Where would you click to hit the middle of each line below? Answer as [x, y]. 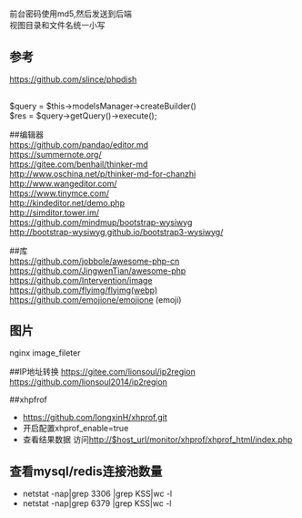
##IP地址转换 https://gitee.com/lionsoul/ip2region [102, 372]
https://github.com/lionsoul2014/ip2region [89, 382]
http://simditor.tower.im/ [55, 212]
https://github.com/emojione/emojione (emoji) [96, 299]
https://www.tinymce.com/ [59, 193]
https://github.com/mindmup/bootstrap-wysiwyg [101, 222]
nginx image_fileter [45, 353]
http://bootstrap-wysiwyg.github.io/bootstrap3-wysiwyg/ [116, 232]
